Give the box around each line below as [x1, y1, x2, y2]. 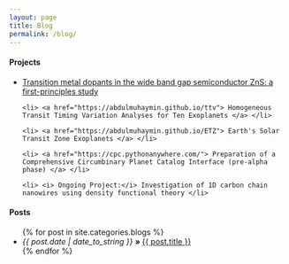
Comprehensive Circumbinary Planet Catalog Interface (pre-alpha [21, 157, 268, 167]
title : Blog [9, 21, 53, 30]
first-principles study [21, 86, 99, 97]
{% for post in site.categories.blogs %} [21, 227, 164, 237]
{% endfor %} [21, 245, 73, 256]
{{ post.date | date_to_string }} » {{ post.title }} [21, 236, 192, 246]
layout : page [9, 12, 57, 22]
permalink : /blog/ [9, 29, 77, 38]
